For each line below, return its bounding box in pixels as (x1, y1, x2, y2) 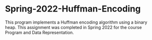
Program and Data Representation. (5, 29, 74, 35)
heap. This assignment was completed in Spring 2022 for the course (5, 24, 142, 30)
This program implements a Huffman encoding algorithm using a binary (5, 19, 148, 25)
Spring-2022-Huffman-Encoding (5, 3, 141, 14)
